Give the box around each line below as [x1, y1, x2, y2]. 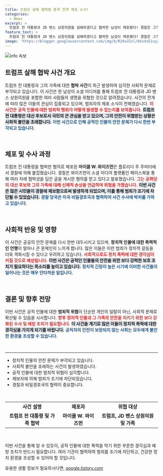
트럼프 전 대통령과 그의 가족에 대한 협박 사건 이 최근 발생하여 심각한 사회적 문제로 [5, 82, 156, 88]
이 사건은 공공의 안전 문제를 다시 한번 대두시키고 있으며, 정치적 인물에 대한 [5, 239, 145, 245]
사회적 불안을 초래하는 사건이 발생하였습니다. [12, 363, 97, 369]
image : [5, 39, 18, 44]
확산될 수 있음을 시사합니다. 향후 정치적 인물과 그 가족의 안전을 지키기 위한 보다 [5, 315, 152, 321]
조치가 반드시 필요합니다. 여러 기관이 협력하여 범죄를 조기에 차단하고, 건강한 [10, 449, 153, 455]
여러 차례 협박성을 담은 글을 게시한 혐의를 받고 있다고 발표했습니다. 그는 [10, 176, 145, 182]
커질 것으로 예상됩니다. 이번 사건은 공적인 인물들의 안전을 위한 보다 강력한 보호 [5, 258, 151, 264]
